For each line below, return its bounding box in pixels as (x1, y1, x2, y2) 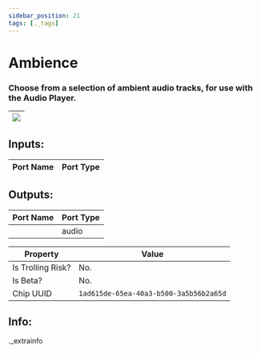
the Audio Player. (8, 92, 77, 103)
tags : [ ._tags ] (8, 19, 59, 27)
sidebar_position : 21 (8, 11, 81, 20)
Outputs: (8, 188, 54, 202)
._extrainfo (8, 336, 43, 346)
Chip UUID (12, 287, 52, 299)
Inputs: (8, 138, 45, 151)
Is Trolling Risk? (12, 262, 71, 273)
